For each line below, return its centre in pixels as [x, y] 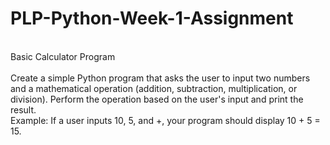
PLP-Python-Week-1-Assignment [152, 18]
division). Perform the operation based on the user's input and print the [157, 99]
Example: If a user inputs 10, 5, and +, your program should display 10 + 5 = [165, 120]
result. [23, 109]
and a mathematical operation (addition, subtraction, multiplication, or [154, 88]
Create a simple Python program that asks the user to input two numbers [160, 78]
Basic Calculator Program [63, 56]
